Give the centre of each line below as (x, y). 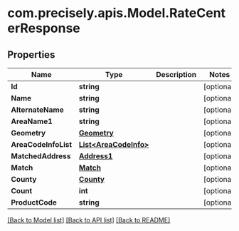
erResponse (44, 28)
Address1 (96, 156)
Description (176, 75)
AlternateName (37, 110)
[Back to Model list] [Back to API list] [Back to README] (89, 220)
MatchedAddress (41, 156)
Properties (31, 55)
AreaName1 (32, 121)
